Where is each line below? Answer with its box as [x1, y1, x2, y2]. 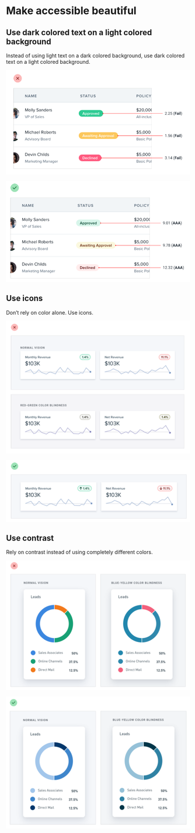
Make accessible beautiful [6, 4, 137, 18]
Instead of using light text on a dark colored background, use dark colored [6, 52, 185, 59]
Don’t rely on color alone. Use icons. [6, 309, 93, 316]
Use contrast [6, 533, 54, 543]
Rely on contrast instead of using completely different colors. [6, 549, 153, 556]
